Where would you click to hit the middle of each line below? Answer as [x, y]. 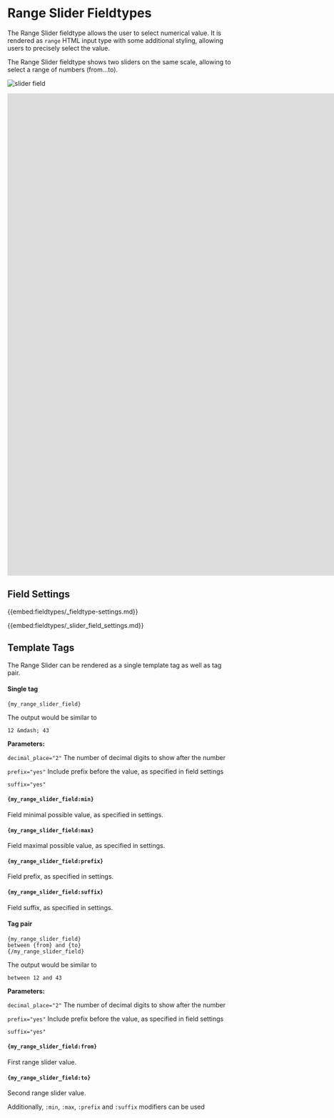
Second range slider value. [47, 1093]
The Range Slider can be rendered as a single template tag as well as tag [115, 665]
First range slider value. [42, 1062]
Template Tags [41, 648]
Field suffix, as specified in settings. [60, 907]
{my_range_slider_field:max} [51, 830]
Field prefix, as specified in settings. [61, 877]
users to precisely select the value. [59, 48]
